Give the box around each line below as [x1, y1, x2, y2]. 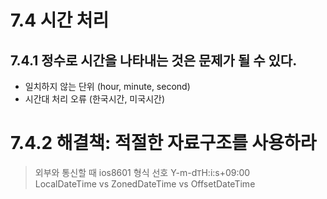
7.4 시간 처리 [10, 9, 110, 32]
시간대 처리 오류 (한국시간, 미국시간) [24, 93, 165, 105]
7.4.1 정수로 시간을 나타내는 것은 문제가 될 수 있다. [10, 52, 298, 69]
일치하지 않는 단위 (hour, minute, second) [24, 81, 191, 92]
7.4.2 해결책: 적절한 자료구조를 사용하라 [10, 132, 317, 155]
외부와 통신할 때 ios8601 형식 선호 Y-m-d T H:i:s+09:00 [34, 166, 251, 178]
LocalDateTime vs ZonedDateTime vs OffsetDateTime [34, 177, 256, 190]
